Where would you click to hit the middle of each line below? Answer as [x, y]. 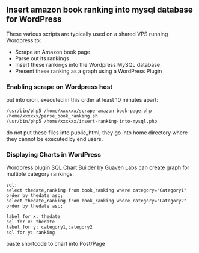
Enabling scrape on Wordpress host [60, 87]
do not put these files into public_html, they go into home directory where [97, 133]
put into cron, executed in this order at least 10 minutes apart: [82, 100]
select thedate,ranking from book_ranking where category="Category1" [96, 190]
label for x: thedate [33, 217]
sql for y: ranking [31, 233]
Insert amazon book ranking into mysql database [100, 10]
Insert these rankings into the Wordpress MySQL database [87, 64]
